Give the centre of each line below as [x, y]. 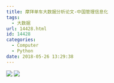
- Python [22, 51]
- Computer [25, 46]
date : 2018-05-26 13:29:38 [40, 57]
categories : [21, 40]
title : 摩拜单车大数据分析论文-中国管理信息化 [57, 12]
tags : [13, 17]
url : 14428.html [26, 29]
